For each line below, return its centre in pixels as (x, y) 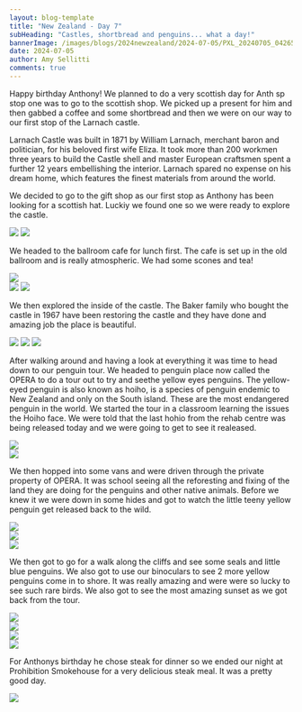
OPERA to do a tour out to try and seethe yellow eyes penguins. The (135, 379)
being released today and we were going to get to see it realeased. (133, 427)
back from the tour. (45, 599)
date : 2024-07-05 (42, 51)
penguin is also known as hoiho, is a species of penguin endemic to (155, 389)
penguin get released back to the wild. (80, 509)
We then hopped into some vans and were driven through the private (137, 470)
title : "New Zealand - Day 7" (66, 26)
